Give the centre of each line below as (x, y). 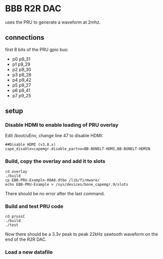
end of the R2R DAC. (26, 239)
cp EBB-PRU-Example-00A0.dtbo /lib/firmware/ (52, 180)
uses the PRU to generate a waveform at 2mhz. (53, 22)
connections (25, 38)
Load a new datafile (29, 252)
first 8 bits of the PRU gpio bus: (37, 49)
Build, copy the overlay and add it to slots (55, 161)
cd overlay (16, 172)
